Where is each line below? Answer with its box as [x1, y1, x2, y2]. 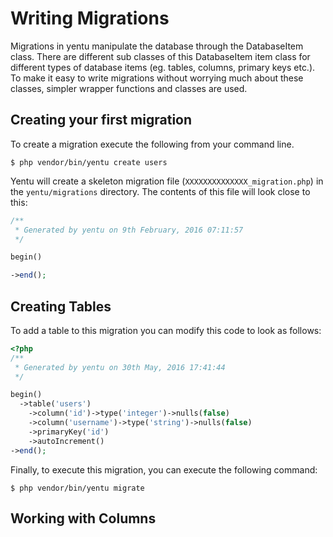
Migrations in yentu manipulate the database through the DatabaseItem [10, 40, 304, 52]
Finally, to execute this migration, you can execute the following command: [10, 463, 318, 476]
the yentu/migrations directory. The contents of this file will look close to [10, 185, 311, 197]
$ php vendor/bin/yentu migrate [10, 483, 145, 493]
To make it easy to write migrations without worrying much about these [10, 72, 304, 84]
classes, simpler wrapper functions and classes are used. [10, 82, 248, 94]
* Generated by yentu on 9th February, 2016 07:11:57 [14, 225, 244, 235]
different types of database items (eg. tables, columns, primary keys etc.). [10, 61, 316, 73]
